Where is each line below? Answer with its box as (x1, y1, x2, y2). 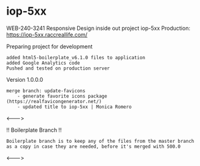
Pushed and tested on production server (6, 65, 111, 71)
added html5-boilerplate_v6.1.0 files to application (6, 54, 146, 60)
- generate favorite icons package (17, 93, 108, 99)
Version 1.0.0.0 (6, 76, 44, 83)
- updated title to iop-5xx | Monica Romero (17, 104, 132, 110)
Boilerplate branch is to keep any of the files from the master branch (6, 138, 195, 144)
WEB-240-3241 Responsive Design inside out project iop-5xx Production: (6, 24, 190, 32)
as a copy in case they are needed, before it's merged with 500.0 (6, 143, 181, 150)
